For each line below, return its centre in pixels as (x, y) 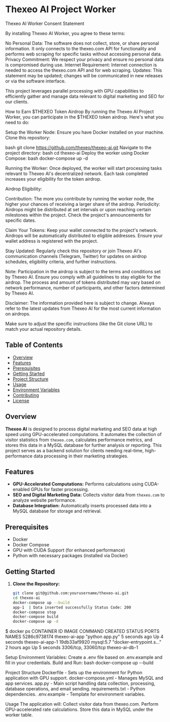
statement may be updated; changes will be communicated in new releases (84, 75)
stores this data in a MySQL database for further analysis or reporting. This (83, 445)
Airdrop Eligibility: (24, 189)
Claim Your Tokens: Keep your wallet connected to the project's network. (82, 230)
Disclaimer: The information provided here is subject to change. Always (80, 303)
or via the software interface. (36, 81)
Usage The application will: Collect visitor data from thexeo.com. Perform (82, 704)
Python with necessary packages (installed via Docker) (70, 556)
